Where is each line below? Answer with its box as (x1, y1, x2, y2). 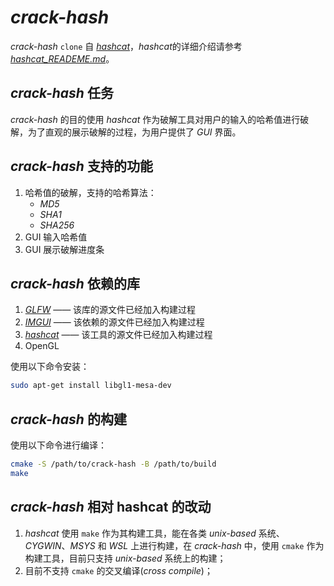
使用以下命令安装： (10, 361, 90, 373)
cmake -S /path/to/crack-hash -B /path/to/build (10, 459, 217, 470)
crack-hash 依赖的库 (10, 275, 140, 292)
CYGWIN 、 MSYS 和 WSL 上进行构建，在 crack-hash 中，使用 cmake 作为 (24, 539, 325, 551)
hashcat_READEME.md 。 (10, 52, 115, 65)
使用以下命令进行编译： (10, 439, 107, 451)
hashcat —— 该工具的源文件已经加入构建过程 (24, 329, 213, 341)
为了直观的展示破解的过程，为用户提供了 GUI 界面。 (27, 126, 242, 138)
